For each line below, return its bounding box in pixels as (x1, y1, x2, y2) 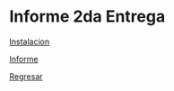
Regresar (9, 70, 43, 82)
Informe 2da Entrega (9, 6, 166, 27)
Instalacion (9, 36, 50, 47)
